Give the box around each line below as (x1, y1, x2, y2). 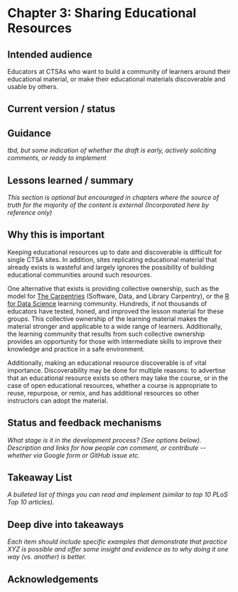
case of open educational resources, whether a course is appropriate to (7, 381, 218, 389)
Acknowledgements (7, 573, 99, 585)
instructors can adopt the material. (7, 396, 109, 405)
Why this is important (7, 229, 105, 241)
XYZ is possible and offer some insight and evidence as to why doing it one (7, 545, 229, 554)
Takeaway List (7, 472, 72, 484)
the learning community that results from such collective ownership (7, 329, 205, 338)
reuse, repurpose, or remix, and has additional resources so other (7, 388, 200, 397)
